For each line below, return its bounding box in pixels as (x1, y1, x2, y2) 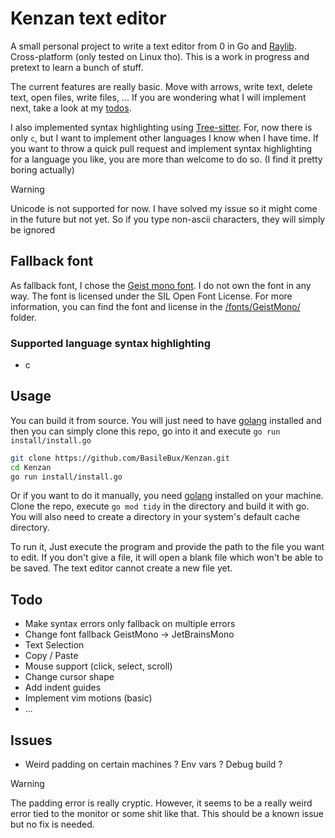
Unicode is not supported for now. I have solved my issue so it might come (10, 202, 318, 214)
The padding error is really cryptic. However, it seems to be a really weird (10, 797, 313, 809)
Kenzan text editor (10, 7, 167, 30)
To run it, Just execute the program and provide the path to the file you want (10, 541, 325, 553)
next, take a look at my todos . (10, 102, 132, 114)
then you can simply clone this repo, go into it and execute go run (10, 425, 281, 437)
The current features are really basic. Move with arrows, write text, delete (10, 80, 313, 92)
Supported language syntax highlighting (10, 336, 211, 350)
